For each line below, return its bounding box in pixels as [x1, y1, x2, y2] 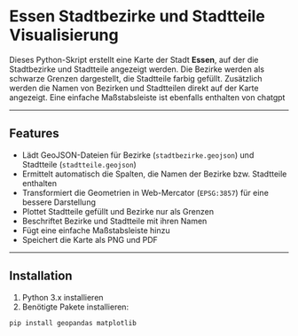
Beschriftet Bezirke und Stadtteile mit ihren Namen [21, 215, 208, 226]
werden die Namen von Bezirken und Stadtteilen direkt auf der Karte [9, 82, 259, 93]
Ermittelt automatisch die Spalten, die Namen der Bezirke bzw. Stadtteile [21, 168, 287, 179]
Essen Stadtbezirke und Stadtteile [9, 6, 266, 27]
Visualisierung [9, 25, 119, 45]
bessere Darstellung [21, 197, 96, 207]
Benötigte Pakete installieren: [21, 301, 129, 312]
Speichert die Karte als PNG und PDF [21, 234, 158, 245]
